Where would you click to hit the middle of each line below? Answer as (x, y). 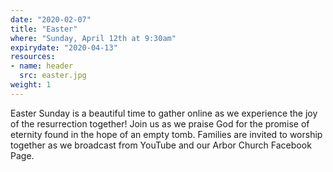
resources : (33, 57)
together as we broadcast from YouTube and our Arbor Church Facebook (161, 145)
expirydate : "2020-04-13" (64, 47)
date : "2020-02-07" (51, 19)
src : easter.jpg (53, 76)
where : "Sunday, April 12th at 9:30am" (93, 38)
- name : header (42, 66)
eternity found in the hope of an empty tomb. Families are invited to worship (166, 134)
